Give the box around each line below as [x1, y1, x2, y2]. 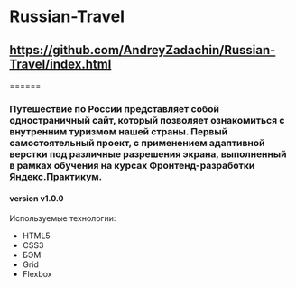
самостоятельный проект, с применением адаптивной [9, 136, 265, 149]
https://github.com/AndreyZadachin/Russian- [9, 42, 276, 58]
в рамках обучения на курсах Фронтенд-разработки [9, 159, 255, 171]
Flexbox [22, 269, 52, 280]
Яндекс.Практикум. [9, 170, 103, 182]
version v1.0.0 [9, 192, 64, 204]
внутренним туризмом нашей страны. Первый [9, 125, 228, 137]
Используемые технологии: [9, 213, 116, 224]
